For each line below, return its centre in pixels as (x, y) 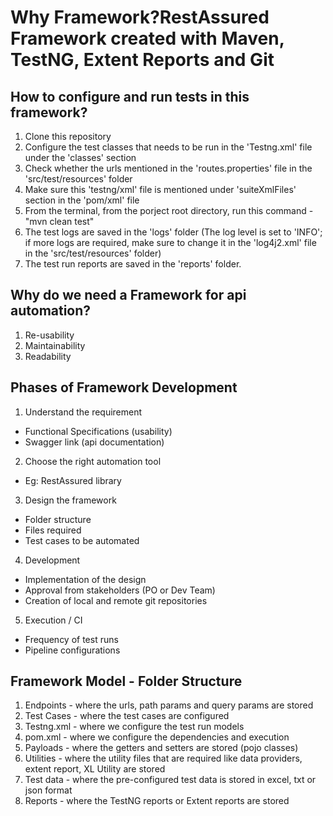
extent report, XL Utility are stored (95, 769)
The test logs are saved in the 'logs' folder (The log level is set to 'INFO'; (173, 232)
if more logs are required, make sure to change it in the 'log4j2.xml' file (170, 242)
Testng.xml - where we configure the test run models (134, 727)
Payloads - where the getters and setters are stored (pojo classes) (161, 748)
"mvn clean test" (59, 221)
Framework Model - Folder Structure (126, 681)
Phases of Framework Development (124, 387)
